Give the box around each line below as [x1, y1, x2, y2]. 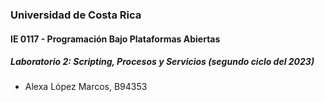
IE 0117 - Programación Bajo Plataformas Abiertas [10, 33, 221, 45]
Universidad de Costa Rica [10, 8, 142, 22]
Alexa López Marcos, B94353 [24, 81, 148, 93]
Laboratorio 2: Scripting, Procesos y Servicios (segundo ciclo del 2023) [10, 56, 315, 68]
